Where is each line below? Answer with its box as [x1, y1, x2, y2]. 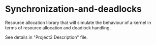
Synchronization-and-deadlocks [5, 3, 142, 15]
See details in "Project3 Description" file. [5, 34, 88, 40]
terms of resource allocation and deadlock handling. [5, 24, 111, 30]
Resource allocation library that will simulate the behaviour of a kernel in [5, 20, 151, 25]
